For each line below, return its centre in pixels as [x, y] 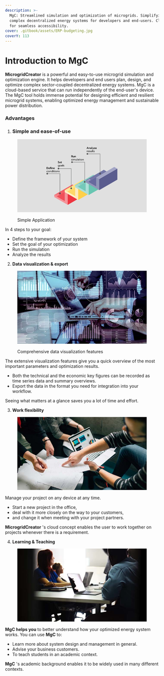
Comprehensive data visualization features [60, 351]
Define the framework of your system [50, 239]
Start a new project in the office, [44, 507]
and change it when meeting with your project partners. [68, 517]
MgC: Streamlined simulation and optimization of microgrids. [74, 15]
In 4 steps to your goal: [28, 229]
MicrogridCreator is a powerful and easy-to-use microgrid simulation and [79, 74]
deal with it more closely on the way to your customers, [68, 512]
